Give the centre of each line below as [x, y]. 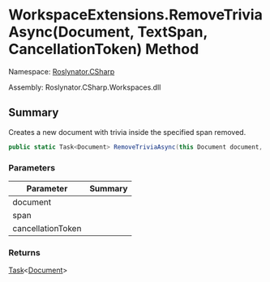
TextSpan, [173, 32]
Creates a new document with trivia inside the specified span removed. [127, 132]
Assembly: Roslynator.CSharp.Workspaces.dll [85, 87]
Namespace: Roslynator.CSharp [62, 71]
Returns [24, 252]
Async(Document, [71, 32]
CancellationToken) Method [104, 49]
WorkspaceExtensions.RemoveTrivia [136, 15]
